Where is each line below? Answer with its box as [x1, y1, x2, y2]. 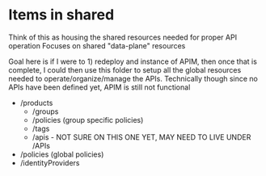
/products [19, 98, 53, 107]
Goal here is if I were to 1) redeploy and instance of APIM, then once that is [8, 57, 257, 66]
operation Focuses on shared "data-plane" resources [8, 40, 186, 50]
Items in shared [8, 6, 115, 24]
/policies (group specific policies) [32, 115, 144, 124]
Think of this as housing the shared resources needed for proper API [8, 32, 237, 42]
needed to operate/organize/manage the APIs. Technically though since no [8, 73, 259, 83]
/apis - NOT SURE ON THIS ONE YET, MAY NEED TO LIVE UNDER [32, 132, 251, 142]
